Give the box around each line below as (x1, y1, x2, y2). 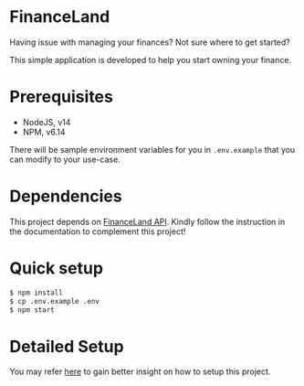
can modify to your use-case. (9, 154, 121, 165)
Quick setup (9, 258, 103, 278)
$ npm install (9, 288, 64, 297)
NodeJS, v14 (22, 116, 71, 127)
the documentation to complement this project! (9, 226, 186, 237)
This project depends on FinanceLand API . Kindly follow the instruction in (9, 216, 286, 227)
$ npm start (9, 305, 55, 315)
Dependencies (9, 186, 122, 207)
